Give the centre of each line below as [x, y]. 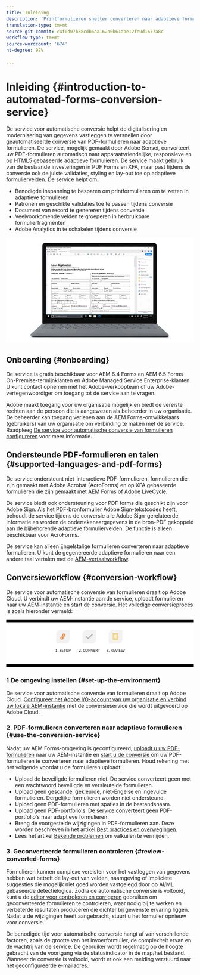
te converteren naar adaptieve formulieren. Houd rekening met [112, 761]
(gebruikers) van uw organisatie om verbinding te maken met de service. [95, 424]
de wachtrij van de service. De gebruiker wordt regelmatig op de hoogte [95, 946]
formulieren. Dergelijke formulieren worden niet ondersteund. [90, 798]
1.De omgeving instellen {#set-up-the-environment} [83, 680]
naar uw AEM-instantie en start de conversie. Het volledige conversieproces [100, 605]
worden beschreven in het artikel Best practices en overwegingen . [96, 829]
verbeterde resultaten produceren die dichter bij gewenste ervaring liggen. [98, 909]
